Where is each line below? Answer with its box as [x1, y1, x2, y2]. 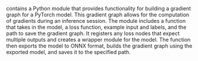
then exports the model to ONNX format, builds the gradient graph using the [6, 42, 193, 49]
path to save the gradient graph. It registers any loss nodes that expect [6, 30, 180, 37]
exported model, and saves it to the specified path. [6, 49, 131, 55]
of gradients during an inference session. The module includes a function [6, 18, 186, 24]
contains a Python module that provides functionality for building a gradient [6, 5, 191, 12]
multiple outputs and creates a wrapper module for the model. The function [6, 36, 191, 43]
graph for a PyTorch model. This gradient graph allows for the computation [6, 11, 190, 18]
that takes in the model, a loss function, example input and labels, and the [6, 23, 187, 30]
